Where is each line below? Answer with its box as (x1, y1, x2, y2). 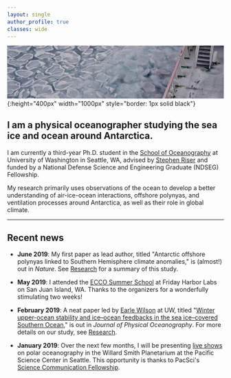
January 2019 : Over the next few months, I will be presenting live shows (16, 342, 223, 350)
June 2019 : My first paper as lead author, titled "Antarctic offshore (16, 250, 206, 258)
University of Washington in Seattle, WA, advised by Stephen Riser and (7, 156, 208, 164)
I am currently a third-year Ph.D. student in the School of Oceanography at (7, 148, 218, 156)
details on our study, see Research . (16, 328, 118, 337)
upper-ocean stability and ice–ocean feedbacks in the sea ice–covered (16, 313, 219, 322)
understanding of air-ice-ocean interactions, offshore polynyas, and (7, 191, 199, 199)
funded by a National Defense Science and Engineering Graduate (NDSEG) (7, 162, 219, 171)
